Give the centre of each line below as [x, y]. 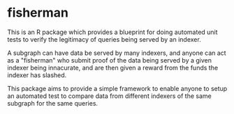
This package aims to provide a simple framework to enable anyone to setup [117, 88]
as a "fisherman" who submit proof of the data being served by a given [109, 60]
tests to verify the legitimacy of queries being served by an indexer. [104, 39]
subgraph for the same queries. [53, 103]
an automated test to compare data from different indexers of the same [109, 96]
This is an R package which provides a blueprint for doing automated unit [112, 32]
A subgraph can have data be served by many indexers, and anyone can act [117, 53]
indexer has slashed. [37, 75]
